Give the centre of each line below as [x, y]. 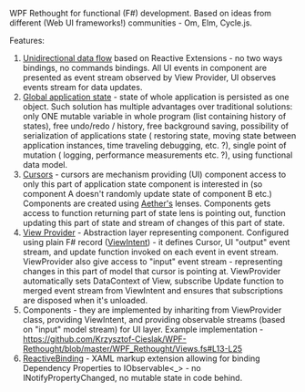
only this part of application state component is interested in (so [142, 184]
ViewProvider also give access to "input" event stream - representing [152, 262]
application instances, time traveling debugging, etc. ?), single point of [154, 145]
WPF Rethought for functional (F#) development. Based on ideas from [140, 13]
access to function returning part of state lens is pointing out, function [154, 213]
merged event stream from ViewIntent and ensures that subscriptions [153, 290]
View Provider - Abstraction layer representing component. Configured [156, 232]
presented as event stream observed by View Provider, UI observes [149, 77]
